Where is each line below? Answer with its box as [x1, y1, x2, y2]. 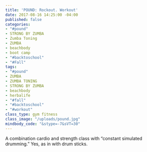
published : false [5, 17, 42, 22]
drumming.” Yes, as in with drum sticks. [5, 141, 88, 147]
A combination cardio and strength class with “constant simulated [5, 135, 143, 141]
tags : [5, 64, 17, 69]
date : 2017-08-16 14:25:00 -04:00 [5, 12, 79, 17]
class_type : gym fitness [5, 112, 58, 117]
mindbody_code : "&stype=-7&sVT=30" [5, 121, 81, 126]
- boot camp [5, 50, 30, 55]
